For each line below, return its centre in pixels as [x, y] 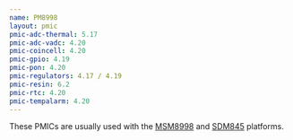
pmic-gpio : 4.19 [39, 59]
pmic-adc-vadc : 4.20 [48, 43]
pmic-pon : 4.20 [38, 68]
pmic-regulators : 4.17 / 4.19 [66, 76]
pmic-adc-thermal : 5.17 [54, 34]
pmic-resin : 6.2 [39, 84]
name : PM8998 [34, 17]
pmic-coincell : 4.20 [48, 51]
